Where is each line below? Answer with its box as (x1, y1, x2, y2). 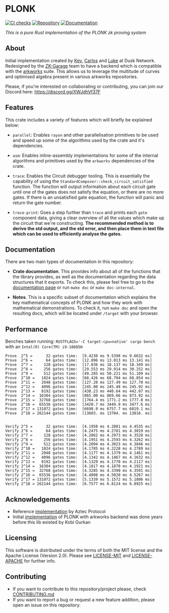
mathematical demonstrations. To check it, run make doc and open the (12, 305, 157, 311)
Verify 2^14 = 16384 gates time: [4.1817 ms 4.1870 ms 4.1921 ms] (5, 464, 152, 469)
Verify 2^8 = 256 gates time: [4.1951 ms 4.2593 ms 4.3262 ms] (5, 437, 152, 443)
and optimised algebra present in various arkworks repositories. (5, 74, 138, 80)
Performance (5, 325, 48, 333)
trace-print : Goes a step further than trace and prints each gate (12, 209, 148, 215)
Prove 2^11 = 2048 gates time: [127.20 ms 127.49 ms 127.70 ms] (5, 380, 152, 385)
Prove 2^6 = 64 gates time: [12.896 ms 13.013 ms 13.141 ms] (5, 358, 152, 363)
